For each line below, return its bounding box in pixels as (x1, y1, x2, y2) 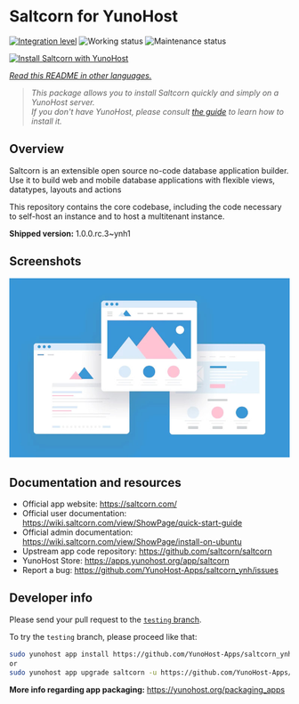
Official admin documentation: (21, 527, 133, 538)
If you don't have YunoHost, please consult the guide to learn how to (30, 106, 285, 117)
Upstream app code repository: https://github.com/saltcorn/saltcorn (21, 546, 273, 556)
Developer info (9, 590, 93, 606)
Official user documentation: (21, 507, 127, 518)
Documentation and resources (9, 474, 182, 490)
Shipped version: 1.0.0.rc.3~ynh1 (9, 228, 131, 239)
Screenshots (9, 254, 82, 269)
